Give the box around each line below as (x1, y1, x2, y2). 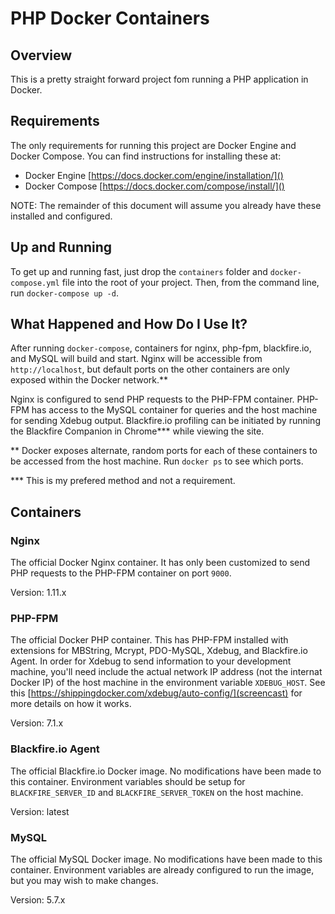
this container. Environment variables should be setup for (10, 775, 246, 787)
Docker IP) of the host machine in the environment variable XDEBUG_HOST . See (10, 677, 326, 689)
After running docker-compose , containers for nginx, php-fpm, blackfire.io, (10, 342, 312, 354)
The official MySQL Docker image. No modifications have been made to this (10, 853, 323, 866)
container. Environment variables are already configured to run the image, (10, 864, 315, 876)
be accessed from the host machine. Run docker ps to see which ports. (10, 455, 304, 467)
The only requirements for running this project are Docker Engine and (10, 139, 297, 151)
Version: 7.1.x (10, 717, 64, 729)
